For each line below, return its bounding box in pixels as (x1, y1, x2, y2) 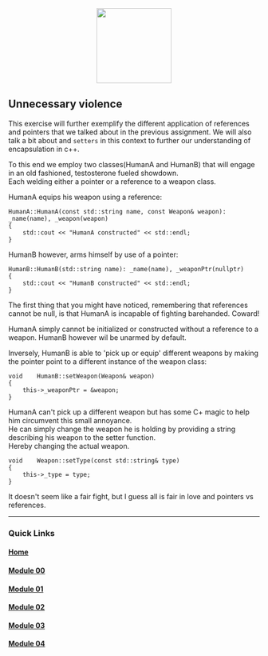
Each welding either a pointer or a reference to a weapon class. (8, 176, 217, 186)
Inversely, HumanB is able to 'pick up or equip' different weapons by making (8, 348, 259, 358)
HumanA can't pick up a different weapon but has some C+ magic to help (8, 407, 250, 417)
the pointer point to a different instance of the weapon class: (8, 356, 207, 366)
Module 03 (8, 620, 45, 630)
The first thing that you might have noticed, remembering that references (8, 300, 249, 310)
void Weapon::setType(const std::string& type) (8, 456, 180, 465)
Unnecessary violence (8, 98, 123, 111)
